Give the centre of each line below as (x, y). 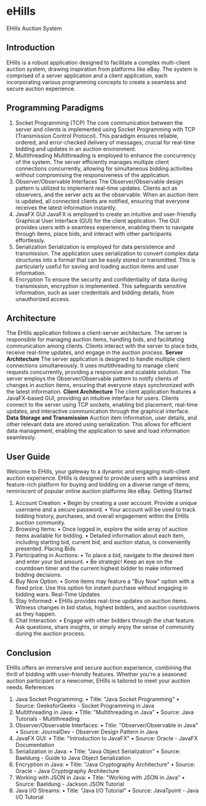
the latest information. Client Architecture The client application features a (101, 392)
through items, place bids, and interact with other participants (93, 233)
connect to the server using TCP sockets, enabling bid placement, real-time (102, 405)
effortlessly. (30, 240)
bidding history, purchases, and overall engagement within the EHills (102, 516)
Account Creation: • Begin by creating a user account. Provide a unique (106, 503)
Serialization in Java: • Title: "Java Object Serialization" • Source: (98, 751)
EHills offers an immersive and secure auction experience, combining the (99, 667)
